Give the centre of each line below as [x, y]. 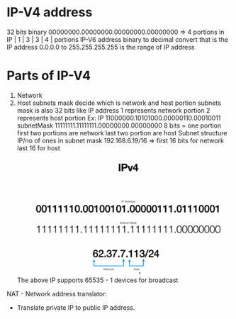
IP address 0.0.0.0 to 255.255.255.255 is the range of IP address [101, 47]
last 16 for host [39, 148]
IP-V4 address [50, 12]
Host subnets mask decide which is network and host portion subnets [119, 103]
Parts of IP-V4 [49, 76]
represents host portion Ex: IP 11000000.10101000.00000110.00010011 [119, 118]
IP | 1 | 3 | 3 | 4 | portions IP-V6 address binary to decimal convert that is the [117, 39]
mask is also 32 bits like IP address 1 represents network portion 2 [113, 110]
